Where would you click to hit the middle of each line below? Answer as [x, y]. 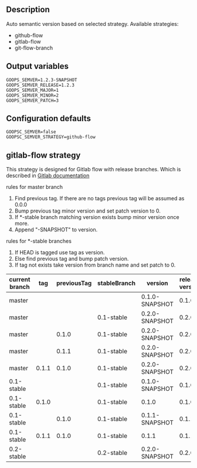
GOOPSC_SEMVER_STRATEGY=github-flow [51, 137]
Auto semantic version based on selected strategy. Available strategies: [92, 24]
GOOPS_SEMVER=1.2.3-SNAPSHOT [42, 80]
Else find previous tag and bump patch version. [72, 259]
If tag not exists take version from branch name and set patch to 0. [95, 265]
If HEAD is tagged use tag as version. [60, 253]
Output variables [38, 66]
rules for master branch [35, 187]
